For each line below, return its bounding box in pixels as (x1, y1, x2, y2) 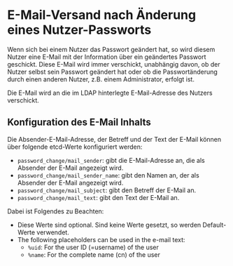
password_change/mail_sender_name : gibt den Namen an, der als (17, 171, 199, 179)
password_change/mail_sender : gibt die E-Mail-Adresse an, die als (17, 156, 205, 164)
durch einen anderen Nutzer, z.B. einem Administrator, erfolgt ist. (7, 74, 195, 84)
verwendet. (36, 228, 70, 237)
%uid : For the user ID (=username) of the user (27, 243, 160, 251)
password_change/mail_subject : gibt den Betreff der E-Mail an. (17, 186, 197, 194)
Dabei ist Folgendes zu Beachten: (7, 207, 104, 215)
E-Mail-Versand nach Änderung (7, 7, 197, 23)
